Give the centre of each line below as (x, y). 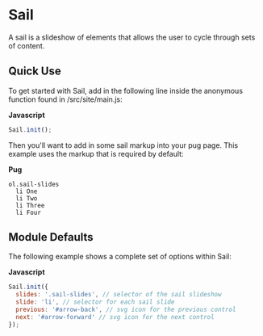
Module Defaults (51, 237)
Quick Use (35, 71)
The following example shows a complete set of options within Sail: (120, 257)
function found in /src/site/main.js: (65, 99)
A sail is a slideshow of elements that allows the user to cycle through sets (132, 37)
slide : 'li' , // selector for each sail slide (95, 302)
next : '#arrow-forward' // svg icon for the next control (115, 317)
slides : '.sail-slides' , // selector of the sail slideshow (119, 295)
